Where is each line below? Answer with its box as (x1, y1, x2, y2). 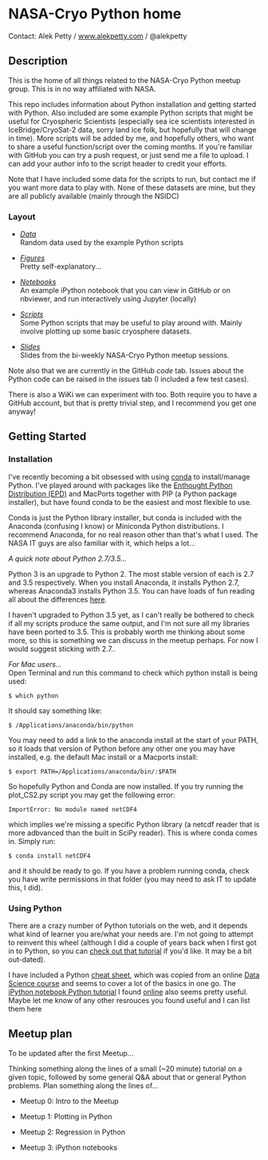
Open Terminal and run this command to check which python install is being (8, 668, 258, 677)
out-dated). (8, 955, 46, 965)
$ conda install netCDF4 (8, 851, 91, 860)
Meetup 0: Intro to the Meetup (19, 1096, 120, 1106)
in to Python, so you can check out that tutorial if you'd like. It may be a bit (8, 946, 252, 956)
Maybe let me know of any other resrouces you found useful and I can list (8, 996, 250, 1005)
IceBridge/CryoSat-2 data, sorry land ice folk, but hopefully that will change (8, 124, 257, 134)
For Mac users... (8, 659, 62, 669)
